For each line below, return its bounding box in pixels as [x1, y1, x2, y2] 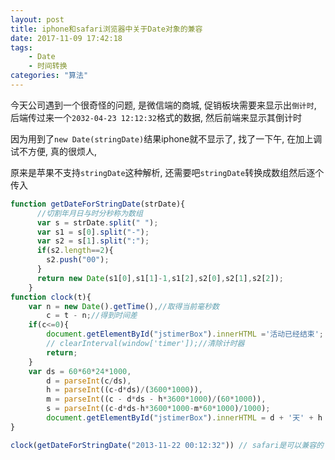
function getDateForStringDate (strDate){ [10, 199, 186, 209]
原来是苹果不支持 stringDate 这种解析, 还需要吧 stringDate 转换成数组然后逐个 [10, 166, 325, 178]
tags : [10, 42, 33, 53]
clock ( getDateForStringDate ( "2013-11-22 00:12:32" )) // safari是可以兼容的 [10, 440, 324, 450]
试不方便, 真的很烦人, [10, 145, 98, 157]
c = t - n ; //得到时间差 [46, 311, 138, 321]
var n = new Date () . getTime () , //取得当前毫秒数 [28, 301, 220, 311]
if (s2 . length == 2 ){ [36, 246, 114, 256]
